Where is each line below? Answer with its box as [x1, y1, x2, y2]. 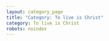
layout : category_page [6, 8, 63, 15]
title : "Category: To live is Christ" [6, 14, 104, 20]
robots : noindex [6, 25, 47, 32]
